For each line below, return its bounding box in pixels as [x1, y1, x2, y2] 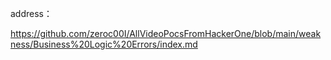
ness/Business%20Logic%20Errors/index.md [10, 38, 198, 50]
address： [10, 8, 53, 19]
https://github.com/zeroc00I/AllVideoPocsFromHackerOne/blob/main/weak [10, 28, 322, 39]
